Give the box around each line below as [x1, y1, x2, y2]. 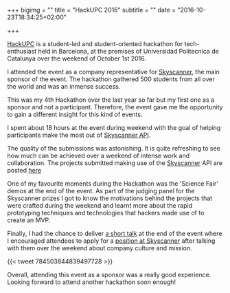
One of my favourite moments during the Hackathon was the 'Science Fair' [7, 180, 218, 188]
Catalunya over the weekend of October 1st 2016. [7, 54, 146, 63]
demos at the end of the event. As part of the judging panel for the [7, 187, 195, 195]
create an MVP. [7, 216, 51, 224]
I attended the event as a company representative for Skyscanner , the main [7, 68, 220, 76]
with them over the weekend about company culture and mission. [7, 244, 192, 252]
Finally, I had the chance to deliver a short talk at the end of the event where [7, 230, 222, 237]
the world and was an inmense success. [7, 83, 121, 90]
